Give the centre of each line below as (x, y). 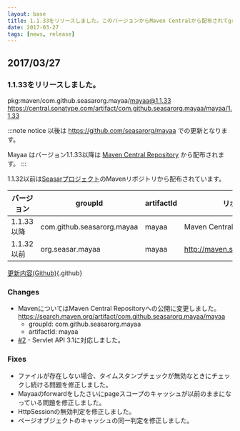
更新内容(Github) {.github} (45, 273)
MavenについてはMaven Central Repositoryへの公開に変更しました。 (119, 309)
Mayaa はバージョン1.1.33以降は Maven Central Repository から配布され (113, 154)
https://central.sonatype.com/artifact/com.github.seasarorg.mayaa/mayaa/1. (120, 108)
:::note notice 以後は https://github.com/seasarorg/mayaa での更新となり (114, 130)
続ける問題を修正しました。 (71, 385)
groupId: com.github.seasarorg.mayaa (85, 324)
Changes (24, 292)
